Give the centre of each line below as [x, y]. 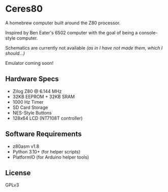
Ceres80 [24, 9]
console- [148, 32]
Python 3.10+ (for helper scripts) [46, 151]
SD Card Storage [30, 107]
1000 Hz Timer [28, 102]
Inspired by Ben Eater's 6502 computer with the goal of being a [72, 32]
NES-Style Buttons [32, 112]
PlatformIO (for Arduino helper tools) [51, 157]
